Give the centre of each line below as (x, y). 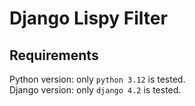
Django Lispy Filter (88, 18)
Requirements (54, 55)
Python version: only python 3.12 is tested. (97, 79)
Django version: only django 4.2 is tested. (95, 90)
